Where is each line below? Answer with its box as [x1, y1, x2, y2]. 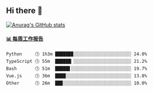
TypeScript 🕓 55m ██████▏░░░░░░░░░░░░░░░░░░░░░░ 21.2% [6, 59, 148, 65]
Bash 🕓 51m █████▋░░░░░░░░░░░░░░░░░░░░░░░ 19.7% [6, 66, 148, 72]
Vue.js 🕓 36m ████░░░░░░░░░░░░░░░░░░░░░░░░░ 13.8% [6, 73, 148, 79]
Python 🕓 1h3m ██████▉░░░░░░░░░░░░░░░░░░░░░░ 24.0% [6, 51, 148, 57]
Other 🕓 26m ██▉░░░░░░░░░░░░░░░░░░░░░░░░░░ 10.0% [6, 80, 148, 86]
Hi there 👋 [6, 6, 43, 16]
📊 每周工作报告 [6, 36, 44, 43]
